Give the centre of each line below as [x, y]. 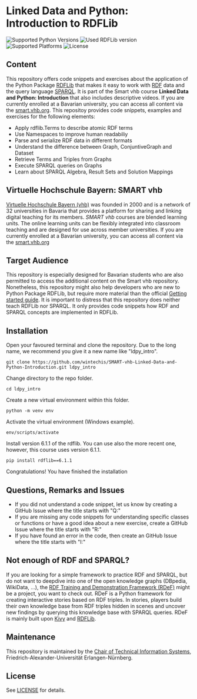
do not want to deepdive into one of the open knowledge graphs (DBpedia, [97, 581]
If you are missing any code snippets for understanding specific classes [102, 517]
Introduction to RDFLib [62, 23]
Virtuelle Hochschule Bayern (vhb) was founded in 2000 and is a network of [98, 204]
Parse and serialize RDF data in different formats [73, 140]
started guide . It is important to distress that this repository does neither [93, 300]
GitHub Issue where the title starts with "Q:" [67, 511]
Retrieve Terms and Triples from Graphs [63, 159]
